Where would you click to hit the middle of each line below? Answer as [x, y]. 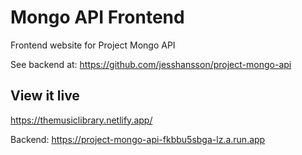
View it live [45, 96]
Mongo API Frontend [97, 17]
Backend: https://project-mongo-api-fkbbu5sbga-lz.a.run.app [138, 139]
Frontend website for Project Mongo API [93, 45]
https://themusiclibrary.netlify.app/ [81, 120]
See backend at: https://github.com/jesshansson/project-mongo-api [151, 64]
